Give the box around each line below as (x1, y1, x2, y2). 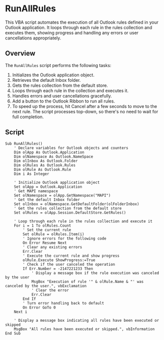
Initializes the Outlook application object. (12, 72, 95, 78)
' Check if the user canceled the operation (23, 262, 115, 267)
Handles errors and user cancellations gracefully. (12, 93, 112, 99)
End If (23, 296, 36, 301)
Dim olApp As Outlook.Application (14, 150, 84, 155)
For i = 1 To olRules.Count (14, 223, 71, 228)
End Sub (5, 331, 21, 336)
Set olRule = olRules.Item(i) (23, 232, 84, 237)
